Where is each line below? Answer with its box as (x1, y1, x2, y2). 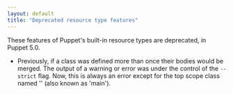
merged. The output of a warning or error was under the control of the (17, 64, 219, 72)
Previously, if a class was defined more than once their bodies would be (17, 56, 224, 65)
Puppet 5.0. (7, 43, 40, 52)
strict (17, 72, 37, 80)
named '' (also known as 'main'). (17, 79, 111, 87)
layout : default (7, 10, 54, 17)
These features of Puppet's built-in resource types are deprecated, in (7, 36, 207, 44)
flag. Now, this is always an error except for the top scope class (38, 71, 220, 80)
